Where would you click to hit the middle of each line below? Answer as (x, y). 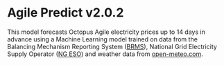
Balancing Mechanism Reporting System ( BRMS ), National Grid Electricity (112, 46)
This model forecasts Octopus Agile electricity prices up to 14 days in (106, 32)
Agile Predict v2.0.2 (66, 13)
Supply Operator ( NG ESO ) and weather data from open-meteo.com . (105, 54)
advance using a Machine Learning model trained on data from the (102, 39)
